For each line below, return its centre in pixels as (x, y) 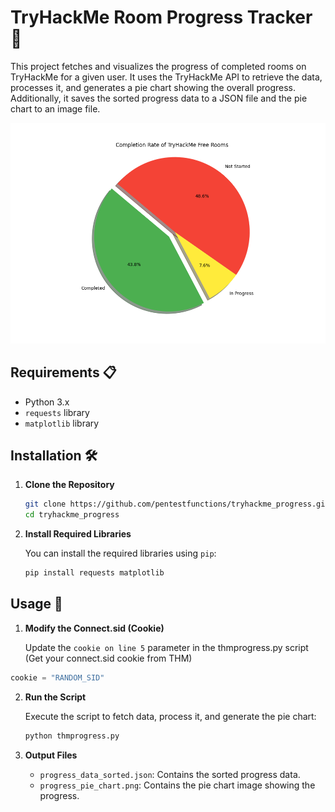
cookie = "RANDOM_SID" (57, 677)
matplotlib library (62, 423)
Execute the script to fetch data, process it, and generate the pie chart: (170, 716)
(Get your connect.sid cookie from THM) (108, 658)
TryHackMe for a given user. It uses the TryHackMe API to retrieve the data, (166, 77)
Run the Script (55, 697)
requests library (57, 412)
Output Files (51, 755)
